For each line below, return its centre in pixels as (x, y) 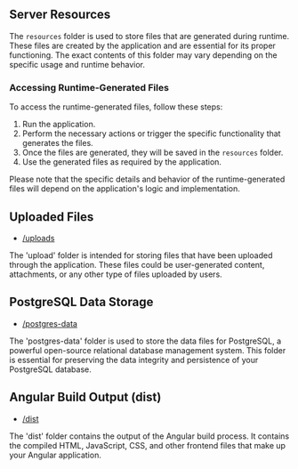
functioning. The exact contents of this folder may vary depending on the (143, 55)
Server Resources (60, 15)
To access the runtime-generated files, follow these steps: (116, 107)
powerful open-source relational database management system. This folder (148, 350)
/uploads (38, 238)
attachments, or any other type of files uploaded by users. (116, 274)
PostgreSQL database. (50, 369)
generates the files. (57, 143)
